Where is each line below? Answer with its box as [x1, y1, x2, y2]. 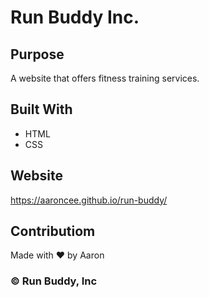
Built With [10, 101, 73, 118]
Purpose [10, 46, 65, 63]
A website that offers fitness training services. [10, 72, 200, 84]
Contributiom [10, 223, 96, 240]
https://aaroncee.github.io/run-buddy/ [10, 194, 168, 206]
